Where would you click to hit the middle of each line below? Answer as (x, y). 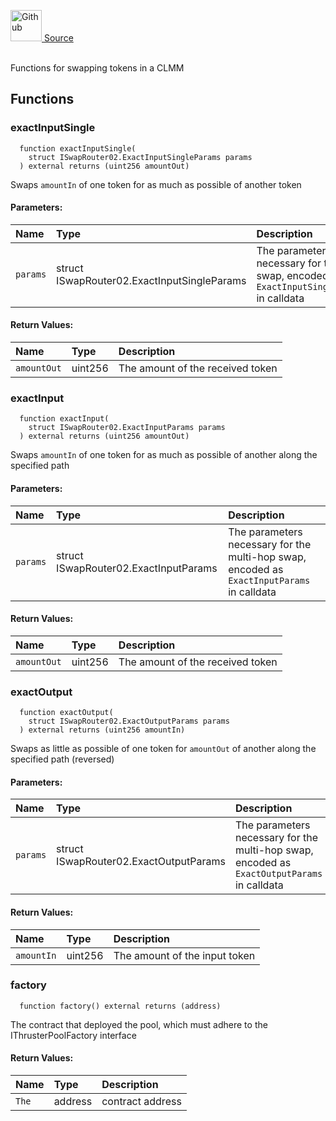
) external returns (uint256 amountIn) (102, 730)
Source (58, 38)
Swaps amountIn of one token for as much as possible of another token (156, 184)
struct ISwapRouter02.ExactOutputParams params (129, 721)
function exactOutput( (66, 713)
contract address (141, 1101)
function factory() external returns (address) (120, 1006)
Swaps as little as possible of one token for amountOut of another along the (163, 749)
